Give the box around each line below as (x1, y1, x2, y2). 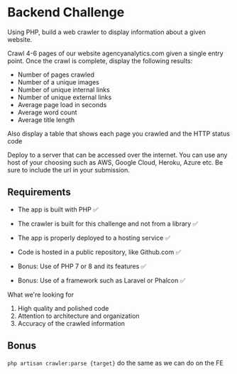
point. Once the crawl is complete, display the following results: (7, 56, 193, 65)
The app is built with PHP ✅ (17, 205, 99, 214)
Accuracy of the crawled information (17, 319, 126, 327)
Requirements (7, 186, 71, 199)
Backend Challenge (7, 4, 125, 21)
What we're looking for (7, 290, 75, 299)
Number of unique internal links (17, 85, 110, 94)
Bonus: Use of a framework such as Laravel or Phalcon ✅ (17, 276, 186, 285)
